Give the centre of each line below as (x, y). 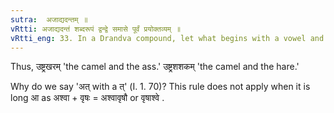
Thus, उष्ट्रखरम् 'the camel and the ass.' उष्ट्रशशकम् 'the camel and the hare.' (155, 67)
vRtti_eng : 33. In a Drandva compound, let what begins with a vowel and (167, 38)
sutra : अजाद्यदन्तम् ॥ (49, 19)
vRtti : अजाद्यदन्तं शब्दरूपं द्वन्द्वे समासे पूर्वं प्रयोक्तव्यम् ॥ (96, 29)
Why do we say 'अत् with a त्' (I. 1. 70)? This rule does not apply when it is (160, 87)
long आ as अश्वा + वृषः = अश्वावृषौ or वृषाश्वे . (87, 98)
